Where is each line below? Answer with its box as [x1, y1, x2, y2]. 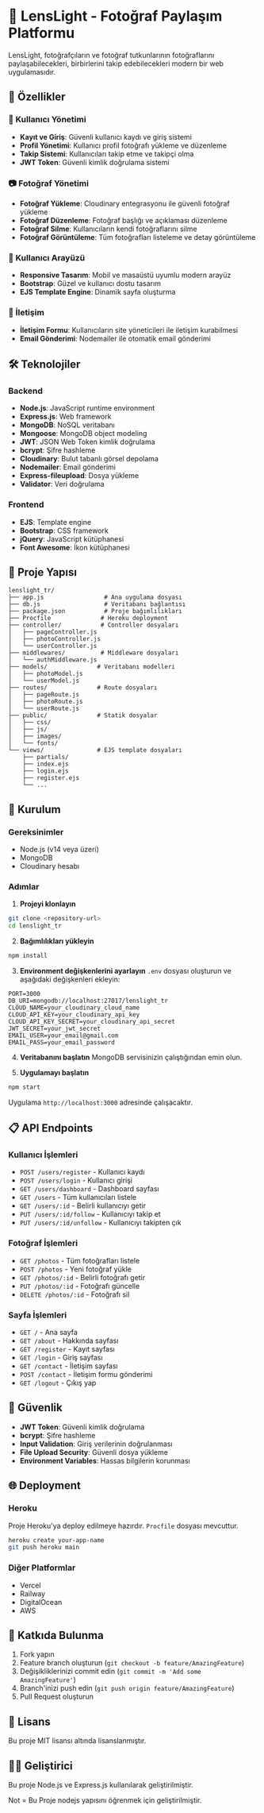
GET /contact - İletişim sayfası [19, 1361, 119, 1371]
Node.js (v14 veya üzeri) [19, 845, 99, 854]
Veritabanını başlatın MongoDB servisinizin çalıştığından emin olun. [19, 1052, 243, 1062]
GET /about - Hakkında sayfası [19, 1336, 119, 1345]
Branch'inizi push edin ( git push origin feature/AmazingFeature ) [19, 1684, 235, 1693]
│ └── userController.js [8, 642, 98, 650]
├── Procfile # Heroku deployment [8, 615, 169, 623]
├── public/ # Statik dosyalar [8, 712, 158, 719]
